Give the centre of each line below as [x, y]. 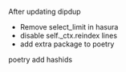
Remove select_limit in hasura [69, 27]
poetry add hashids [41, 60]
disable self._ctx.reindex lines [69, 36]
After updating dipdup [45, 12]
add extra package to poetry [67, 44]
